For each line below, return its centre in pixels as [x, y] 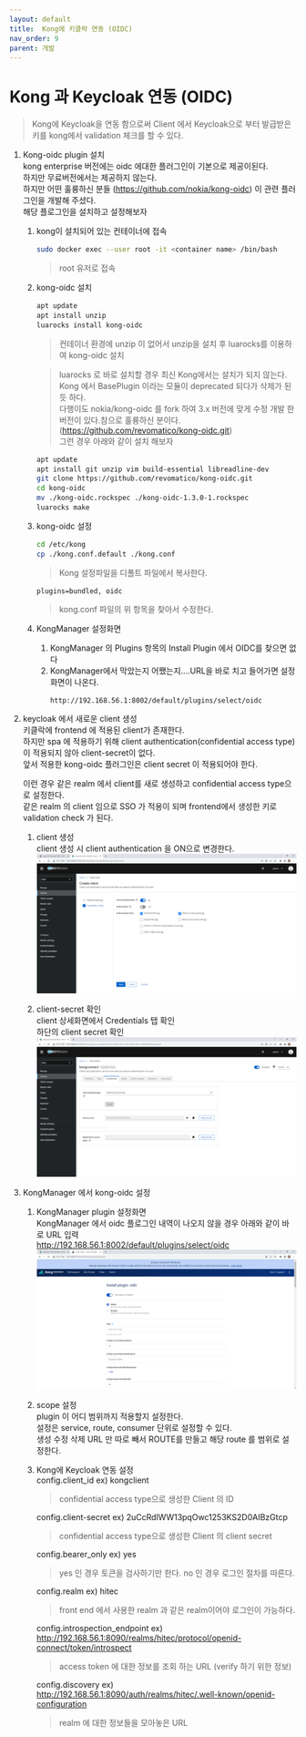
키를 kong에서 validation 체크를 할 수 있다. [107, 136]
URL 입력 [62, 1234]
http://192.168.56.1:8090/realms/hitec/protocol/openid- [139, 1638]
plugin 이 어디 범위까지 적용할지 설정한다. [110, 1416]
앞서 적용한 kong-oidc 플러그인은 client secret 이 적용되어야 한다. [140, 764]
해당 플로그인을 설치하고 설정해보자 [85, 212]
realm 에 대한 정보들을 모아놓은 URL [123, 1723]
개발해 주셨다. [71, 200]
